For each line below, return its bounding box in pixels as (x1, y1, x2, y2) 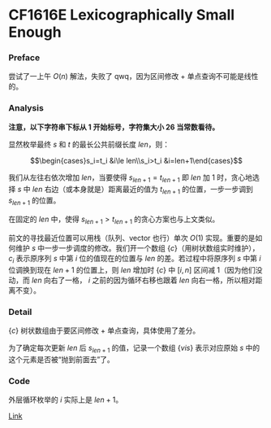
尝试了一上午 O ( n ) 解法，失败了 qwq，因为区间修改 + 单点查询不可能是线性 (8, 72, 259, 81)
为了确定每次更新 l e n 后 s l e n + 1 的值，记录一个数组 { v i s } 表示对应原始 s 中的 (8, 343, 260, 355)
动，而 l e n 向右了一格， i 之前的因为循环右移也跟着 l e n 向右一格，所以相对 (8, 275, 256, 285)
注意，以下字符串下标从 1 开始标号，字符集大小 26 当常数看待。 (8, 122, 220, 132)
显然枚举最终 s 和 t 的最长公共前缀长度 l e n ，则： (8, 139, 170, 149)
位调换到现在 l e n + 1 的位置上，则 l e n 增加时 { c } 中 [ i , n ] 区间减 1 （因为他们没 (8, 264, 263, 274)
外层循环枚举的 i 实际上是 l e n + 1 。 (8, 395, 123, 404)
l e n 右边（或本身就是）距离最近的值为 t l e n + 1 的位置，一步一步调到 (32, 184, 254, 196)
